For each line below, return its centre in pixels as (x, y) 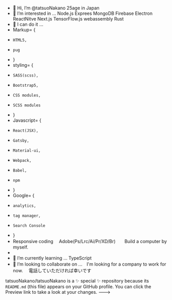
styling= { (23, 65)
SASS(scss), (25, 76)
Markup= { (24, 30)
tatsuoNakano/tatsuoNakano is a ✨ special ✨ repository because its (77, 281)
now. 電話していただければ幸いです (52, 270)
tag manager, (27, 216)
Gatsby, (21, 141)
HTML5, (20, 40)
